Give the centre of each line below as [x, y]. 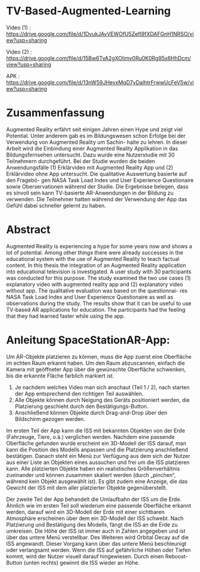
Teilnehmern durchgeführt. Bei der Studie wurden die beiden [81, 161]
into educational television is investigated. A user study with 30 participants [99, 271]
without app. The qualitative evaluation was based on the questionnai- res [97, 290]
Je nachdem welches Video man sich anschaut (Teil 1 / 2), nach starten [102, 387]
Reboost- [176, 556]
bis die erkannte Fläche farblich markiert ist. [60, 376]
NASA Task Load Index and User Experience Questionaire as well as [90, 297]
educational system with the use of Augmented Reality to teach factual [93, 259]
